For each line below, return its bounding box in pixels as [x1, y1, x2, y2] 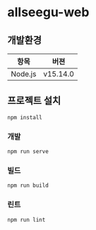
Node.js [11, 69, 37, 78]
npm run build [7, 182, 49, 189]
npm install [7, 114, 42, 121]
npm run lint [7, 216, 46, 223]
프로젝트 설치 [7, 95, 61, 107]
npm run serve [7, 148, 49, 155]
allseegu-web [7, 4, 90, 20]
